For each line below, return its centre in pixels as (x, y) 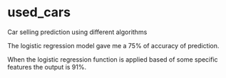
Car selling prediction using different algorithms (77, 32)
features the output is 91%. (47, 67)
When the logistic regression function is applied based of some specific (113, 59)
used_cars (39, 12)
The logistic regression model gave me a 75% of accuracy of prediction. (113, 45)
